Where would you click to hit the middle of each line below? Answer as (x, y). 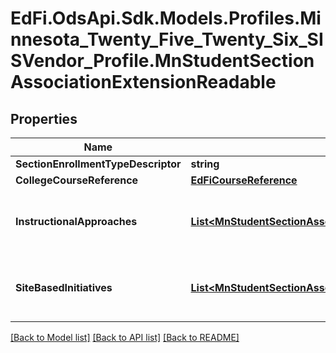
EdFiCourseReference (244, 180)
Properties (44, 118)
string (205, 164)
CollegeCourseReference (77, 180)
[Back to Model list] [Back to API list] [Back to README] (125, 337)
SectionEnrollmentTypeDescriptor (98, 164)
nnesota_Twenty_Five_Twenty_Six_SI (167, 39)
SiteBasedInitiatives (64, 287)
